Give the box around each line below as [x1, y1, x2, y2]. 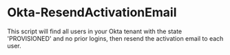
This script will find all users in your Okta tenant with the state [7, 27, 182, 35]
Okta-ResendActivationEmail [7, 5, 177, 20]
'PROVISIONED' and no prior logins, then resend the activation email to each [7, 34, 224, 42]
